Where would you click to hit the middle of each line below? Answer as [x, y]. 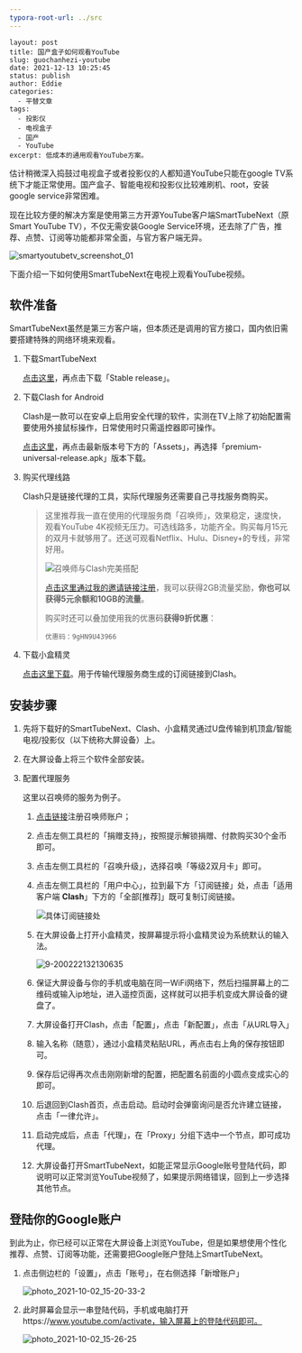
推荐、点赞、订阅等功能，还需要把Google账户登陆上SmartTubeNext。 [138, 1254]
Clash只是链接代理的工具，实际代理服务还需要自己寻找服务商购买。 [147, 496]
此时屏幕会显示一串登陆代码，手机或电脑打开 [105, 1310]
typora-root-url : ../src [56, 18]
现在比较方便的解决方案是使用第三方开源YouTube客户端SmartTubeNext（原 [150, 215]
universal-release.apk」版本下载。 [87, 458]
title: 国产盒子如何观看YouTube [64, 52]
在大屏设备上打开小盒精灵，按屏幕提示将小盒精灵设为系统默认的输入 [162, 935]
